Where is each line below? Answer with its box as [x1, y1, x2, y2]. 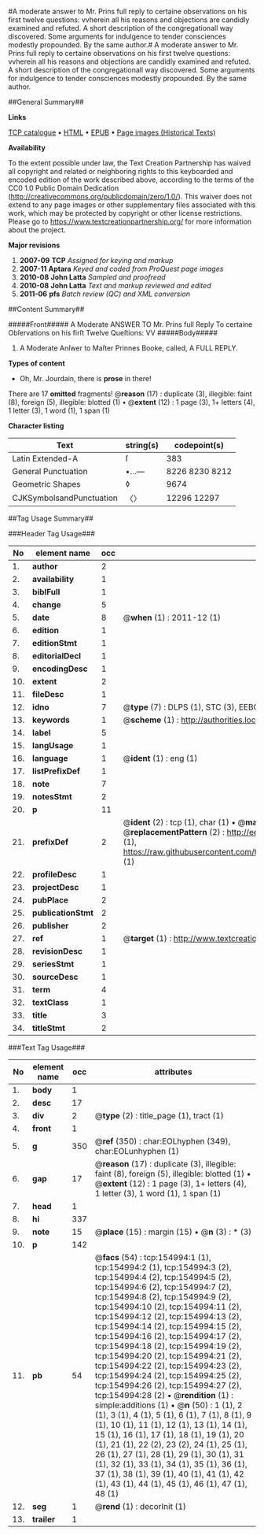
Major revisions [8, 240, 60, 250]
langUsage [32, 740, 74, 751]
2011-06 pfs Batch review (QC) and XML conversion [19, 289, 191, 298]
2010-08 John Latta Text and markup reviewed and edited [19, 281, 211, 290]
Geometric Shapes [12, 479, 81, 489]
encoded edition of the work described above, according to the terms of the [8, 175, 255, 184]
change [32, 599, 61, 610]
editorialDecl [32, 651, 81, 661]
